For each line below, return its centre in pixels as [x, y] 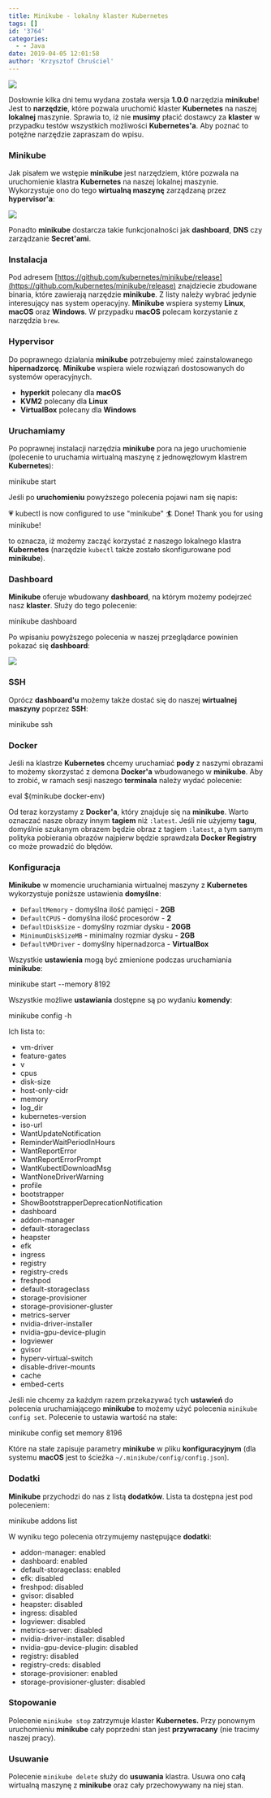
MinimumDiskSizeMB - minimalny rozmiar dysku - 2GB [107, 935]
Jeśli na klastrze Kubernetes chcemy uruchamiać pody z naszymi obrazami [136, 763]
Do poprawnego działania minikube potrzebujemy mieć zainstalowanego [131, 359]
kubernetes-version [53, 1117]
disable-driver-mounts [58, 1367]
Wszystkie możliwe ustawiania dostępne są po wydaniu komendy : [120, 1000]
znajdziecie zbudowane [217, 286]
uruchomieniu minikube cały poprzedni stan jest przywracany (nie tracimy [134, 1729]
